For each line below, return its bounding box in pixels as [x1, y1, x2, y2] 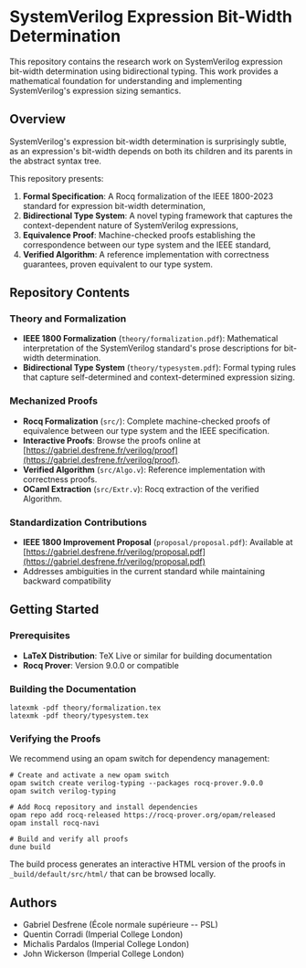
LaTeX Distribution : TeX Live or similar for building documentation [22, 650, 272, 661]
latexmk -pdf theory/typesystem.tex [9, 711, 149, 721]
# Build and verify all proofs [9, 835, 129, 844]
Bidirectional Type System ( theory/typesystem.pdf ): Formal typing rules [22, 363, 297, 374]
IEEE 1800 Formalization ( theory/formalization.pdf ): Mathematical [22, 333, 279, 344]
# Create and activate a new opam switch [9, 771, 170, 780]
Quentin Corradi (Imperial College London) [22, 929, 184, 940]
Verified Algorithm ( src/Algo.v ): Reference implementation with [22, 464, 266, 475]
